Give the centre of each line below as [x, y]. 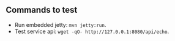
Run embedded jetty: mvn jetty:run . [60, 24]
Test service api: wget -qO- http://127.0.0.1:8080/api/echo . [92, 31]
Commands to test [42, 10]
